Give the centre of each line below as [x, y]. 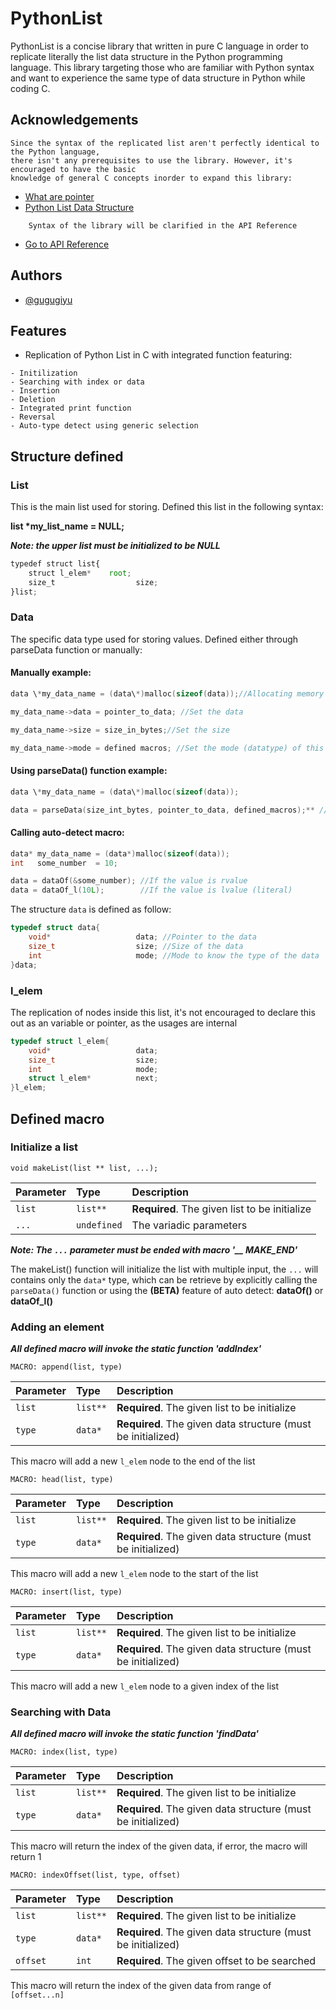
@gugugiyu [48, 299]
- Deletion [33, 400]
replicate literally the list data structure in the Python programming [146, 56]
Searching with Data [61, 1712]
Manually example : [51, 673]
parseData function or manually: [76, 649]
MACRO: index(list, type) [64, 1752]
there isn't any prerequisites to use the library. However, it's [151, 160]
